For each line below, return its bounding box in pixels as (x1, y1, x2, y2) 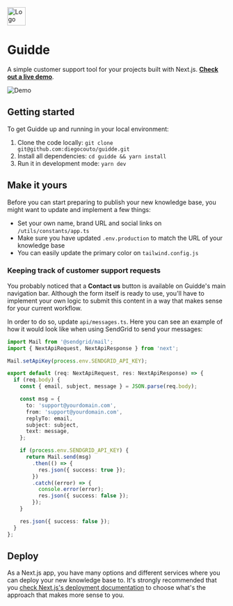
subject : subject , (25, 421, 79, 428)
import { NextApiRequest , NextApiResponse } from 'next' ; (7, 344, 179, 351)
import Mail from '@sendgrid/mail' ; (7, 338, 113, 345)
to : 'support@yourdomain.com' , (25, 402, 117, 409)
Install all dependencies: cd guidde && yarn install (17, 151, 167, 160)
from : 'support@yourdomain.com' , (25, 408, 123, 416)
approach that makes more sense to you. (7, 591, 125, 599)
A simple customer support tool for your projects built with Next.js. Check (7, 65, 219, 73)
